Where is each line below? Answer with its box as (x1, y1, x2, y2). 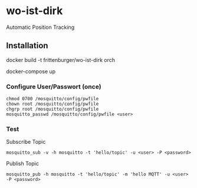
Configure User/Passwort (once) (6, 83, 101, 91)
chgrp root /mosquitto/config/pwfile (6, 106, 99, 113)
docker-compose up (6, 68, 56, 75)
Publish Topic (6, 160, 40, 167)
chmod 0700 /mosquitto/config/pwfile (6, 96, 99, 102)
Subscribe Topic (6, 138, 46, 146)
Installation (6, 41, 48, 51)
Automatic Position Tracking (6, 24, 75, 31)
